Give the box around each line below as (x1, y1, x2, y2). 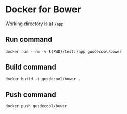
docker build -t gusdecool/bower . (5, 76, 81, 81)
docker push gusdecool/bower (5, 104, 67, 109)
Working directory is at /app (5, 20, 64, 27)
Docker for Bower (5, 4, 81, 15)
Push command (5, 90, 56, 99)
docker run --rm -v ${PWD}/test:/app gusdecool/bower (5, 49, 122, 54)
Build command (5, 63, 56, 72)
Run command (5, 35, 53, 44)
